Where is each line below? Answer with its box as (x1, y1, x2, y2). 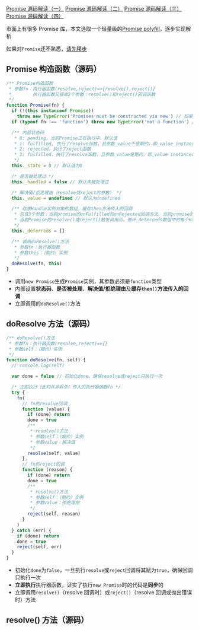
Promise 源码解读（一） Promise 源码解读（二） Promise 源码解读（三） (6, 5, 182, 12)
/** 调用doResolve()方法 (11, 238, 69, 244)
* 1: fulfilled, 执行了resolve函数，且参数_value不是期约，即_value (14, 141, 174, 147)
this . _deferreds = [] (11, 228, 65, 234)
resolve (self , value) (27, 450, 81, 456)
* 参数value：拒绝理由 (30, 500, 80, 506)
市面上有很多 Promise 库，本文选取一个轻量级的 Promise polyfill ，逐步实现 (6, 26, 186, 32)
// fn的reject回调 (21, 462, 65, 467)
